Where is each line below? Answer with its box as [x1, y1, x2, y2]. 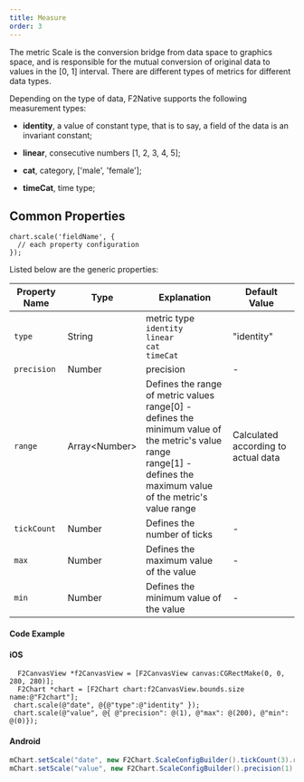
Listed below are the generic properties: [9, 264, 159, 275]
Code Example [9, 628, 65, 639]
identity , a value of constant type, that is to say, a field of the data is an [22, 119, 290, 131]
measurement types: [9, 102, 87, 113]
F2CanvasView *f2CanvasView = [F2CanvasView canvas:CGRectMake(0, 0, [17, 669, 285, 679]
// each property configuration [17, 241, 140, 250]
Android [9, 735, 41, 747]
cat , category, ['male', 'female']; [22, 165, 142, 176]
